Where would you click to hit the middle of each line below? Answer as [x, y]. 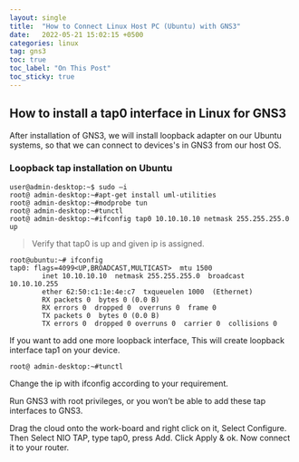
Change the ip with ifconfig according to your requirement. [119, 383]
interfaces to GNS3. [46, 410]
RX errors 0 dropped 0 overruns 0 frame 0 [130, 308]
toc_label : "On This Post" [60, 69]
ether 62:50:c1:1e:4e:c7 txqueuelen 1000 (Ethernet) [148, 292]
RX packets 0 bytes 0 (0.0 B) [101, 300]
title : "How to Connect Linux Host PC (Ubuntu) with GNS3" [125, 26]
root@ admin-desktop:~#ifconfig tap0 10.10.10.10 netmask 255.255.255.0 [149, 218]
